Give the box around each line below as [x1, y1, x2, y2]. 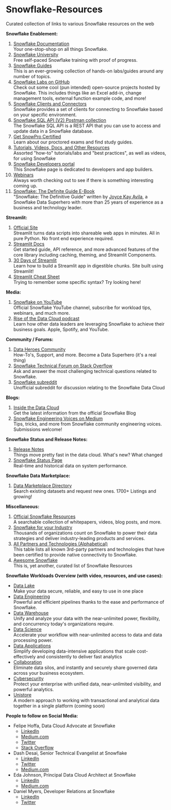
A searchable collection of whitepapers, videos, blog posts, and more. [13, 518, 162, 525]
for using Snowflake [13, 155, 56, 161]
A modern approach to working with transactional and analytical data [13, 697, 160, 703]
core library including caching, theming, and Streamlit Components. [13, 251, 157, 258]
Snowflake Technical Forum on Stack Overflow [13, 363, 112, 369]
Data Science [13, 626, 42, 632]
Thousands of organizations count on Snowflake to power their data [13, 530, 158, 536]
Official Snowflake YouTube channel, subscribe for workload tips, [13, 304, 152, 311]
